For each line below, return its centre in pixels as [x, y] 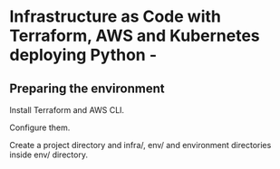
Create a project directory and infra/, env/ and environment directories [140, 145]
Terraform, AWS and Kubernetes [135, 36]
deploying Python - [83, 55]
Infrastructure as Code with [116, 17]
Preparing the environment [87, 88]
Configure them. [40, 127]
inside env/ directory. [49, 155]
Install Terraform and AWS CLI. [67, 110]
